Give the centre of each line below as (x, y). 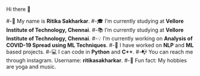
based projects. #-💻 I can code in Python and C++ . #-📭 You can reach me (100, 52)
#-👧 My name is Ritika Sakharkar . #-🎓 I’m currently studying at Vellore (95, 21)
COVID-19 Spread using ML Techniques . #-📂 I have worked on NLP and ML (100, 45)
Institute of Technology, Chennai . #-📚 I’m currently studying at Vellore (95, 30)
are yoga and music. (31, 66)
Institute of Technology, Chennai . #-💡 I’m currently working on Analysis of (99, 38)
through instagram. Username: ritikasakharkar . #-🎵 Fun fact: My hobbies (96, 60)
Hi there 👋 (19, 9)
